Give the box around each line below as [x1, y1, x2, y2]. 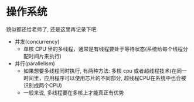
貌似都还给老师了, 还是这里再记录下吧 [6, 26, 97, 33]
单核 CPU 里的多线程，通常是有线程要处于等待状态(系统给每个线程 [23, 45, 183, 52]
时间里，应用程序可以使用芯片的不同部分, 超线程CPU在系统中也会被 [23, 74, 186, 82]
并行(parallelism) [14, 59, 56, 67]
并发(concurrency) [14, 38, 60, 45]
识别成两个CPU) [23, 82, 63, 89]
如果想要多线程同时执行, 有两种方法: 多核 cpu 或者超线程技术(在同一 [23, 67, 188, 74]
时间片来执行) [28, 52, 62, 59]
